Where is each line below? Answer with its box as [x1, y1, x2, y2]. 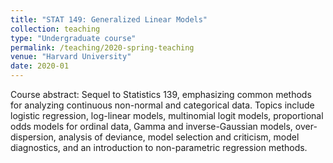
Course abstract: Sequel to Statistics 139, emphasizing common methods [10, 89, 312, 100]
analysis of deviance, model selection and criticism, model [58, 131, 300, 143]
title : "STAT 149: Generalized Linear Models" [10, 14, 208, 25]
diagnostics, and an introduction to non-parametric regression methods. [10, 142, 308, 153]
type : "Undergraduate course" [10, 33, 137, 43]
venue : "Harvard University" [10, 52, 132, 62]
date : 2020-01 [10, 61, 70, 71]
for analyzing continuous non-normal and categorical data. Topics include [10, 99, 315, 111]
